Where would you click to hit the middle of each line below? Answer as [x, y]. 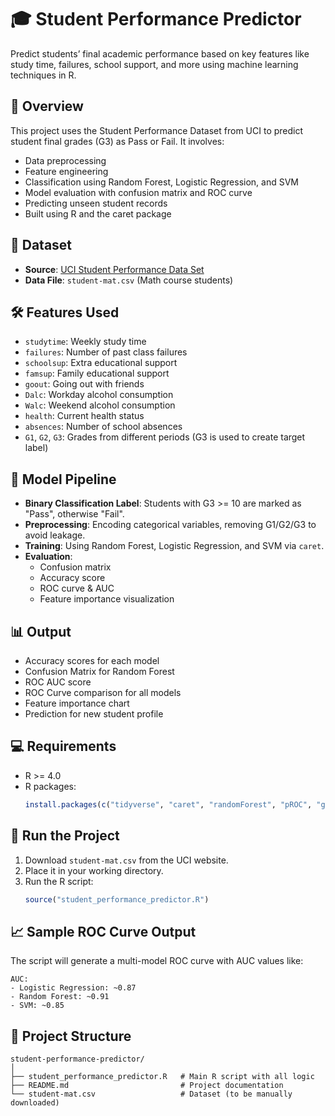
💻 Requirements [63, 746]
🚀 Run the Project [65, 836]
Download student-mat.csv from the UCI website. [126, 860]
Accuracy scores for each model [92, 660]
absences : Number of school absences [103, 427]
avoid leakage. [55, 535]
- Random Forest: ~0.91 [60, 997]
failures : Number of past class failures [106, 352]
